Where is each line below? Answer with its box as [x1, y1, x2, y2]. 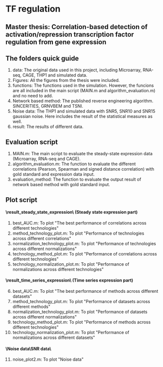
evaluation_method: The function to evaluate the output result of [12, 176, 141, 182]
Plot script [5, 195, 38, 204]
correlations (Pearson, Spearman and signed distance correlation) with [12, 166, 154, 172]
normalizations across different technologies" [12, 266, 104, 272]
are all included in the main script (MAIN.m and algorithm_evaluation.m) [12, 88, 156, 94]
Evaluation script [5, 138, 58, 146]
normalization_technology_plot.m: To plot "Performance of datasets [12, 309, 147, 315]
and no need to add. [12, 93, 53, 99]
